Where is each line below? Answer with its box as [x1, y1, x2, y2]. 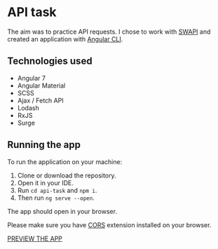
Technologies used [7, 55, 93, 67]
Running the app [7, 139, 81, 151]
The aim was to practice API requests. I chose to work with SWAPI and [7, 27, 211, 36]
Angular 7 [17, 74, 46, 82]
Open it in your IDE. [17, 178, 74, 187]
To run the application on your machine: [7, 157, 123, 166]
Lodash [17, 103, 40, 112]
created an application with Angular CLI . [7, 34, 123, 43]
